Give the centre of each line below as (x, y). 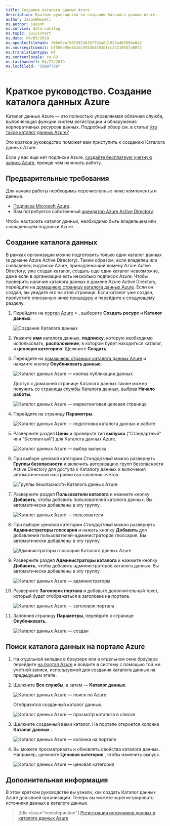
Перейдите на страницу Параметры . (53, 414)
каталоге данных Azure (43, 818)
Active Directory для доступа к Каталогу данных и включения (79, 469)
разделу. (15, 303)
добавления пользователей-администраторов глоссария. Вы (79, 535)
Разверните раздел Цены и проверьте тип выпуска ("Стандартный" (87, 433)
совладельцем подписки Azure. (40, 226)
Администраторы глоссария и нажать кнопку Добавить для (80, 530)
